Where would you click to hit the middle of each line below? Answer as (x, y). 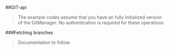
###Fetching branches (29, 32)
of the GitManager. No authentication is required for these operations (91, 23)
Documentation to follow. (44, 42)
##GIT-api (16, 7)
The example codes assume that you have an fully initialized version (90, 17)
